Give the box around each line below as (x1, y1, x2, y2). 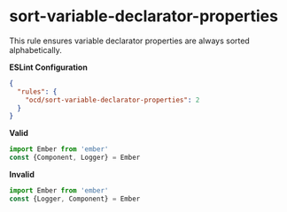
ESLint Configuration (9, 62, 89, 72)
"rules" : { (17, 87, 58, 96)
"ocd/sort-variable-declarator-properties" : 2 (25, 95, 200, 104)
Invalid (9, 170, 35, 180)
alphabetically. (9, 44, 62, 55)
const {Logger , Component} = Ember (9, 194, 141, 203)
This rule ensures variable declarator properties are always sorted (9, 35, 250, 46)
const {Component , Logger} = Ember (9, 153, 141, 163)
